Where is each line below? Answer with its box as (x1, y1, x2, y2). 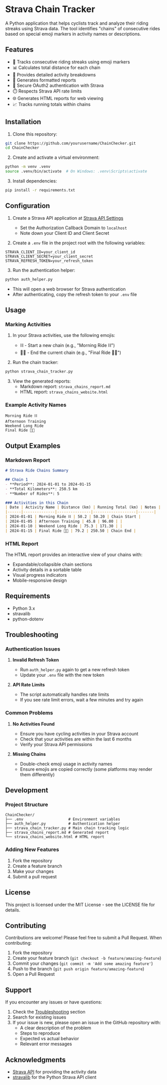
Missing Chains (12, 751, 46, 757)
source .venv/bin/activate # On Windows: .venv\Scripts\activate (5, 169, 147, 174)
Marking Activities (5, 321, 51, 328)
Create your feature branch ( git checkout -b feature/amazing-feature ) (12, 955, 161, 961)
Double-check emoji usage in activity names (20, 761, 113, 767)
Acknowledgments (5, 1055, 66, 1064)
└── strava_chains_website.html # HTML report (5, 835, 105, 840)
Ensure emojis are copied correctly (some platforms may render (20, 766, 152, 772)
